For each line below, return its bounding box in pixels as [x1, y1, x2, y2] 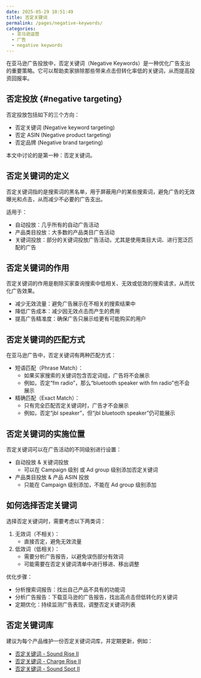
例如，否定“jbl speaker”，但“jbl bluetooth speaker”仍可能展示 [23, 409, 175, 417]
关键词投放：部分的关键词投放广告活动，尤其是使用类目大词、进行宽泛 [14, 236, 188, 243]
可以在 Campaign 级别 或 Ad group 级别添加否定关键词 [23, 466, 159, 473]
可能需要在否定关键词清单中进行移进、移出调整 [23, 560, 139, 567]
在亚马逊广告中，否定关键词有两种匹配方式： [6, 352, 117, 359]
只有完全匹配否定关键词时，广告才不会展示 [23, 402, 129, 409]
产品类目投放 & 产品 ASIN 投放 [14, 473, 90, 481]
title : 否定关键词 [6, 14, 48, 20]
